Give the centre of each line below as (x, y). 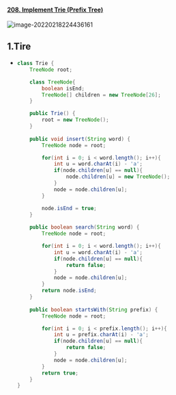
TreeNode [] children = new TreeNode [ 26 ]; (102, 95)
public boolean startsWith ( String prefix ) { (94, 309)
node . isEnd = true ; (69, 208)
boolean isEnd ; (63, 88)
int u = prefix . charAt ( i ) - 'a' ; (101, 335)
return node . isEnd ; (69, 291)
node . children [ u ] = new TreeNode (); (118, 177)
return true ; (60, 373)
